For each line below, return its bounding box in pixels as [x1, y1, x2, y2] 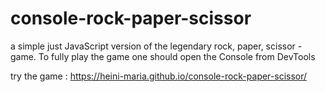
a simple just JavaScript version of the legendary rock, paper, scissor [10, 40, 296, 52]
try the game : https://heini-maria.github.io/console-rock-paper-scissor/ [10, 70, 308, 82]
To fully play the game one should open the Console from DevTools [38, 50, 316, 62]
